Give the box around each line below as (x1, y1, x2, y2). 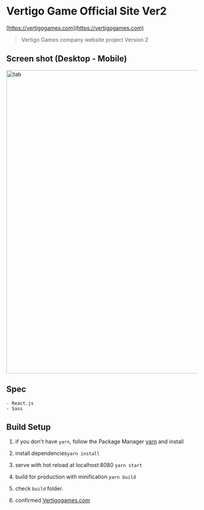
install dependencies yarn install (15, 450, 100, 457)
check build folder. (15, 485, 64, 492)
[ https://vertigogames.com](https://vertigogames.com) (6, 24, 144, 32)
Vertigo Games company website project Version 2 (21, 36, 149, 43)
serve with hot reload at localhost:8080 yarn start (15, 461, 143, 469)
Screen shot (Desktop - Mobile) (6, 53, 127, 64)
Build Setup (6, 421, 51, 432)
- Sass (6, 405, 23, 412)
